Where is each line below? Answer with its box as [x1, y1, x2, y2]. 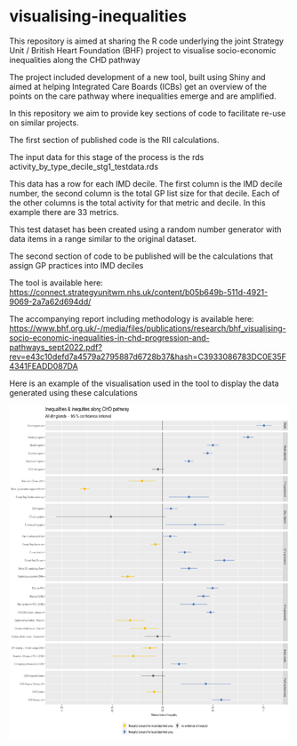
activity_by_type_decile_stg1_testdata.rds [9, 161, 158, 172]
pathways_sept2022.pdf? [9, 341, 102, 352]
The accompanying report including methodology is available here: [9, 313, 255, 324]
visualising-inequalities [9, 6, 187, 27]
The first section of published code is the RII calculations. [9, 134, 220, 145]
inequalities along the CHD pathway [9, 54, 140, 65]
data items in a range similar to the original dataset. [9, 233, 197, 244]
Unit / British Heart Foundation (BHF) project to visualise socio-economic [9, 44, 277, 55]
